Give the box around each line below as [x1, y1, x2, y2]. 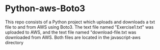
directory [5, 39, 24, 45]
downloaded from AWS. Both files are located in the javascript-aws [5, 34, 141, 40]
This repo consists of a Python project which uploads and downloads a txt [5, 19, 156, 25]
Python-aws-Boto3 [5, 3, 85, 14]
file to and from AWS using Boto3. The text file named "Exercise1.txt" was [5, 24, 154, 30]
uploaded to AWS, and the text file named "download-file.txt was [5, 29, 136, 35]
